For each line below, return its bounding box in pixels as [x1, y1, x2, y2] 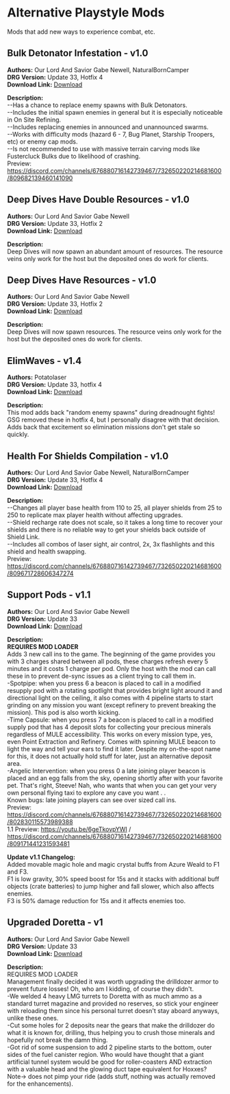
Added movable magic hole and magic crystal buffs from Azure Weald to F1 [7, 860, 220, 868]
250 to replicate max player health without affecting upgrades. [7, 511, 183, 519]
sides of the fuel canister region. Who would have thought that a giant [7, 1050, 204, 1058]
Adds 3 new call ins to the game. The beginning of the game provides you [7, 650, 216, 658]
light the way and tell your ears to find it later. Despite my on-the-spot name [7, 744, 221, 753]
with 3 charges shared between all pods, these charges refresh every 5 [7, 657, 209, 665]
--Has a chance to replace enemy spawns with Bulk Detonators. [7, 101, 188, 109]
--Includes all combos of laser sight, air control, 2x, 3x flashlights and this [7, 540, 215, 548]
